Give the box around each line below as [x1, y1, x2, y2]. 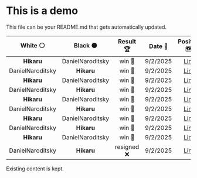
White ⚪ [20, 41, 45, 49]
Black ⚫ [74, 41, 98, 49]
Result [118, 37, 137, 45]
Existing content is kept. [6, 165, 64, 172]
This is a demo [6, 4, 78, 18]
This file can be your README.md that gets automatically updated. [6, 23, 167, 30]
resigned [114, 142, 140, 150]
